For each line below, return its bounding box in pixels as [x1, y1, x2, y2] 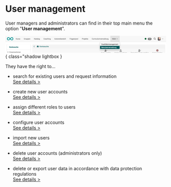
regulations [12, 171, 37, 177]
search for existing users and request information [12, 73, 117, 79]
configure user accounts [12, 119, 65, 126]
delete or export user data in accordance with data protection [12, 165, 142, 172]
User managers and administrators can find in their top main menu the [5, 20, 153, 26]
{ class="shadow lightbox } [5, 53, 62, 59]
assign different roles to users [12, 103, 76, 110]
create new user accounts [12, 88, 68, 95]
